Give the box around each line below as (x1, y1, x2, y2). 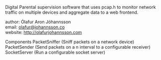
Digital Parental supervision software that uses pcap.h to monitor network (5, 4, 156, 10)
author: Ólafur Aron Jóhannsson (5, 19, 71, 25)
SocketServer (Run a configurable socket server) (5, 49, 105, 55)
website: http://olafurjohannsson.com (5, 30, 82, 35)
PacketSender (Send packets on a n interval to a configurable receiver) (5, 44, 151, 50)
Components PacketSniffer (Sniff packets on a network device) (5, 39, 135, 45)
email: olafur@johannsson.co (5, 24, 65, 30)
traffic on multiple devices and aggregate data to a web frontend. (5, 9, 139, 15)
